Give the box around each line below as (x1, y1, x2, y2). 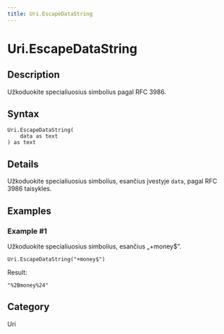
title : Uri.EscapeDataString (7, 10, 93, 18)
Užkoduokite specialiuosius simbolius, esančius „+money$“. (7, 241, 182, 251)
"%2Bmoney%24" (7, 282, 49, 289)
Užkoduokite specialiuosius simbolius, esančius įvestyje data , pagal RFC (7, 177, 218, 186)
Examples (7, 205, 51, 217)
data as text (20, 133, 58, 140)
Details (7, 158, 39, 170)
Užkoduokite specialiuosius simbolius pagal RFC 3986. (7, 88, 167, 96)
